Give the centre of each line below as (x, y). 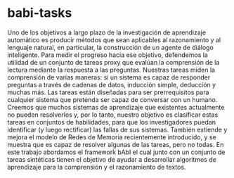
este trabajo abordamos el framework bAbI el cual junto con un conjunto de (116, 152)
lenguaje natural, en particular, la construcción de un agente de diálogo (111, 47)
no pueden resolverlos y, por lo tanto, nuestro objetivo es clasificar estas (113, 115)
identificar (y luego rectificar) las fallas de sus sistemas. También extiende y (117, 129)
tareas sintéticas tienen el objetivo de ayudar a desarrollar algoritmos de (112, 159)
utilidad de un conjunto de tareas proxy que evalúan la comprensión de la (113, 62)
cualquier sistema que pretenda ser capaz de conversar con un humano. (112, 99)
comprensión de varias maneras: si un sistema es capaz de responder (109, 77)
